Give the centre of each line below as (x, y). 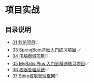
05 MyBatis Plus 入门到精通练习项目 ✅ (50, 63)
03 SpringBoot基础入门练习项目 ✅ (47, 50)
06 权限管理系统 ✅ (31, 70)
